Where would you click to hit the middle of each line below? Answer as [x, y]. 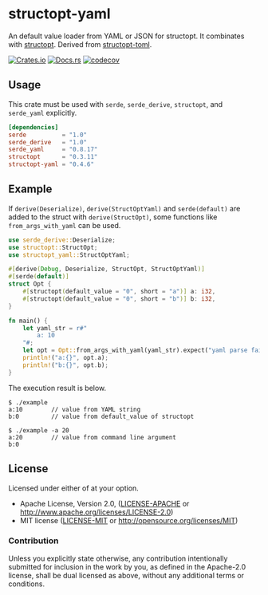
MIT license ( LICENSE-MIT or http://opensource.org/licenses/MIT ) [129, 520]
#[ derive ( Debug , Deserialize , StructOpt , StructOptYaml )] [106, 269]
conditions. [27, 584]
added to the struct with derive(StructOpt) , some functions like [113, 217]
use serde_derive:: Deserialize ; [62, 240]
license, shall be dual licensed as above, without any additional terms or [126, 575]
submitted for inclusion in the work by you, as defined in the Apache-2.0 [127, 566]
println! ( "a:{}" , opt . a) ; [66, 358]
